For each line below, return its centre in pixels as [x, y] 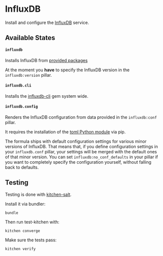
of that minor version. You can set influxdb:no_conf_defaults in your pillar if [81, 157]
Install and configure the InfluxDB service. [47, 22]
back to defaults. [22, 167]
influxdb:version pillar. [28, 75]
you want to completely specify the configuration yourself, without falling [78, 162]
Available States [30, 38]
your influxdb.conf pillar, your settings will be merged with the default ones [81, 151]
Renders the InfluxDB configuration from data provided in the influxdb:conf [81, 117]
